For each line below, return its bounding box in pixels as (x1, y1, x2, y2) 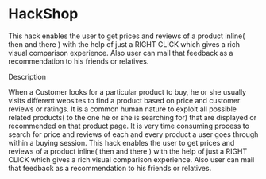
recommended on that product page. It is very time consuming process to (8, 121, 250, 130)
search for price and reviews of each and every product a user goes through (8, 129, 259, 139)
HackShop (8, 5, 79, 23)
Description (8, 72, 46, 81)
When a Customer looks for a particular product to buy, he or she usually (8, 87, 247, 96)
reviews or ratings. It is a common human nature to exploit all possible (8, 104, 237, 114)
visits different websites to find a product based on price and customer (8, 95, 241, 105)
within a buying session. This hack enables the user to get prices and (8, 138, 235, 147)
